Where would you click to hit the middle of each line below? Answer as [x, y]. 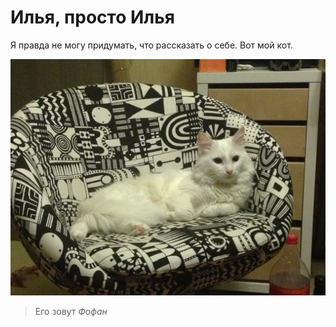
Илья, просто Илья [92, 17]
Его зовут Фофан [71, 311]
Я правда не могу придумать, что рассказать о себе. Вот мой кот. [151, 45]
